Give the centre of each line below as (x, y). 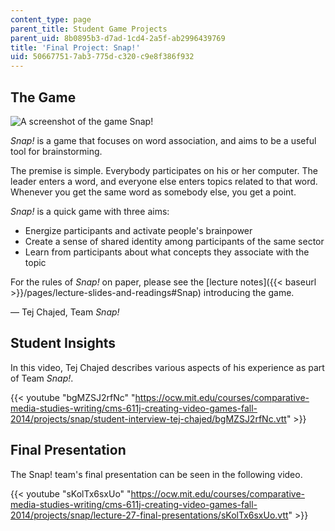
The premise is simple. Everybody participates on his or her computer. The (164, 170)
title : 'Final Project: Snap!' (75, 47)
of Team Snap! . (42, 378)
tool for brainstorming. (56, 151)
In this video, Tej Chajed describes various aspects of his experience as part (167, 367)
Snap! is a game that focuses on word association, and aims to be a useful (163, 140)
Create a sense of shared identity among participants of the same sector (174, 241)
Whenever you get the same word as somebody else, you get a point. (153, 192)
